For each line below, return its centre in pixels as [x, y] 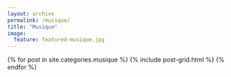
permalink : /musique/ [39, 20]
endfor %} [22, 67]
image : [17, 33]
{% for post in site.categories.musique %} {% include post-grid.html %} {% [116, 59]
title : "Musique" [33, 27]
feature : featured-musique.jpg [59, 40]
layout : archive [31, 14]
